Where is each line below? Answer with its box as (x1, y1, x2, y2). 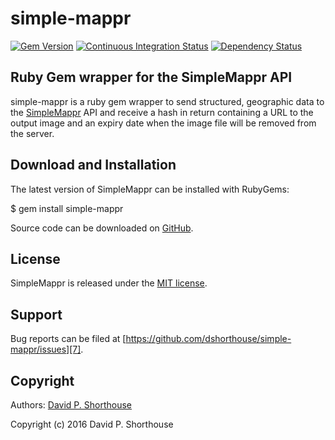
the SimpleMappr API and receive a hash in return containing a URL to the (10, 106, 314, 118)
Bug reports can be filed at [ (10, 333, 127, 345)
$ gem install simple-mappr (10, 202, 124, 214)
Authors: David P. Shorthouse (10, 399, 133, 411)
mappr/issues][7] (10, 343, 82, 356)
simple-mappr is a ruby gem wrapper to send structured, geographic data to (10, 95, 325, 107)
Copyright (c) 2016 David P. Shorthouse (10, 418, 174, 430)
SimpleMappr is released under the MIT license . (10, 277, 208, 289)
